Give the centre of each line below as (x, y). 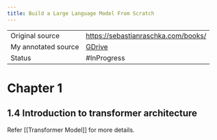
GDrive (97, 46)
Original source (35, 36)
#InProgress (105, 57)
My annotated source (45, 46)
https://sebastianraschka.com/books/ (146, 36)
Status (21, 57)
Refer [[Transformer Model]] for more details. (71, 130)
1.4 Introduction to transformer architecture (102, 113)
